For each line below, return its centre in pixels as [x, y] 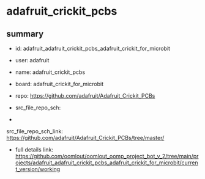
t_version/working [38, 169]
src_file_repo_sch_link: [35, 131]
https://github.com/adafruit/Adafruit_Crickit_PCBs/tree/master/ [85, 138]
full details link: [34, 150]
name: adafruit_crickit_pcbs [50, 72]
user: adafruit [32, 60]
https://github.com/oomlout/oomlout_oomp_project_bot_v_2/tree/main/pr [107, 156]
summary [25, 34]
